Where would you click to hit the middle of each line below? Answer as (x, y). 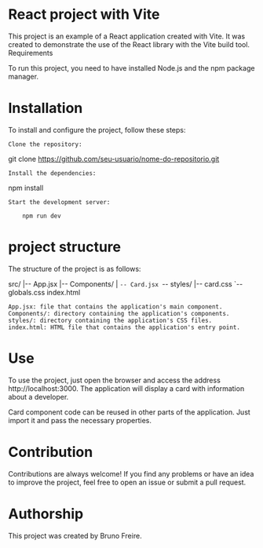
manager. (24, 76)
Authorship (46, 514)
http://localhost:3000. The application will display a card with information (126, 388)
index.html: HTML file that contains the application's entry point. (124, 327)
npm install (26, 188)
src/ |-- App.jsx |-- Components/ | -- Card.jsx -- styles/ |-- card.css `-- (126, 283)
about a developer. (38, 396)
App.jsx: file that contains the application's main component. (115, 307)
